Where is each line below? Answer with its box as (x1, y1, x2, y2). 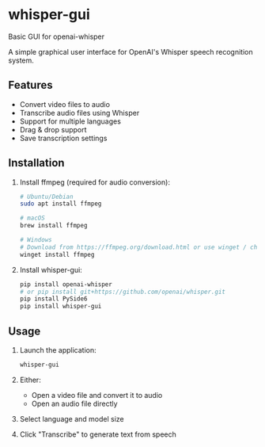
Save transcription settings (19, 133, 108, 143)
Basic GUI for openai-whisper (8, 32, 105, 41)
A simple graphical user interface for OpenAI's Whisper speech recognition (8, 47, 253, 56)
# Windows (19, 236, 53, 244)
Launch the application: (19, 346, 97, 354)
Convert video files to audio (19, 99, 111, 109)
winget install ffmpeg (19, 250, 95, 258)
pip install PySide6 (19, 295, 88, 303)
